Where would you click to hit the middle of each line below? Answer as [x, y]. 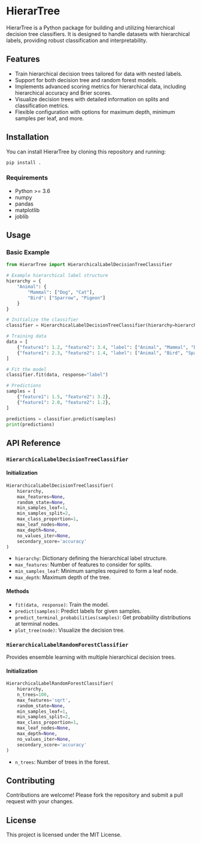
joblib [22, 216]
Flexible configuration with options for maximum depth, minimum [95, 111]
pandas [24, 204]
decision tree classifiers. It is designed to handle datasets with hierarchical [98, 34]
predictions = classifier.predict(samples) [61, 419]
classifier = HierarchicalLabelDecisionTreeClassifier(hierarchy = [91, 325]
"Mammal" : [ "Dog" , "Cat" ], [61, 292]
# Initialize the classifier [42, 320]
